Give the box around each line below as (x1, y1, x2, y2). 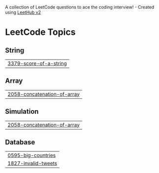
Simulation (5, 108, 39, 116)
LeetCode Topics (5, 27, 76, 38)
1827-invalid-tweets (7, 160, 57, 167)
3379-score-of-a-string (7, 60, 67, 67)
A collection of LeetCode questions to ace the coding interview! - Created (5, 4, 155, 10)
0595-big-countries (7, 152, 56, 159)
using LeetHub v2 (5, 9, 41, 15)
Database (5, 138, 35, 146)
